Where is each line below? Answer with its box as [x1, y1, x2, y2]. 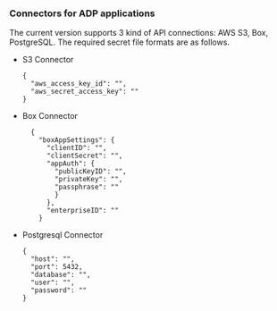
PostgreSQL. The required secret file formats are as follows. [9, 37, 231, 47]
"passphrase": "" [55, 182, 119, 192]
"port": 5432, [30, 263, 83, 272]
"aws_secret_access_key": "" [30, 88, 139, 97]
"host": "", [30, 255, 75, 264]
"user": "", [30, 278, 75, 288]
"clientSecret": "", [46, 151, 123, 161]
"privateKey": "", [55, 175, 123, 184]
